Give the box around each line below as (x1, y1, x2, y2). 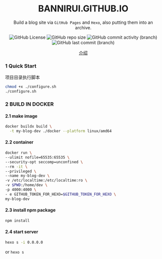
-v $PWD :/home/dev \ (5, 183, 48, 188)
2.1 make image (5, 113, 38, 119)
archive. (75, 24, 92, 30)
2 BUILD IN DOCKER (5, 100, 54, 107)
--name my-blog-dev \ (5, 173, 50, 179)
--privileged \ (5, 169, 37, 174)
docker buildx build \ (5, 124, 52, 129)
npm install (5, 218, 30, 223)
